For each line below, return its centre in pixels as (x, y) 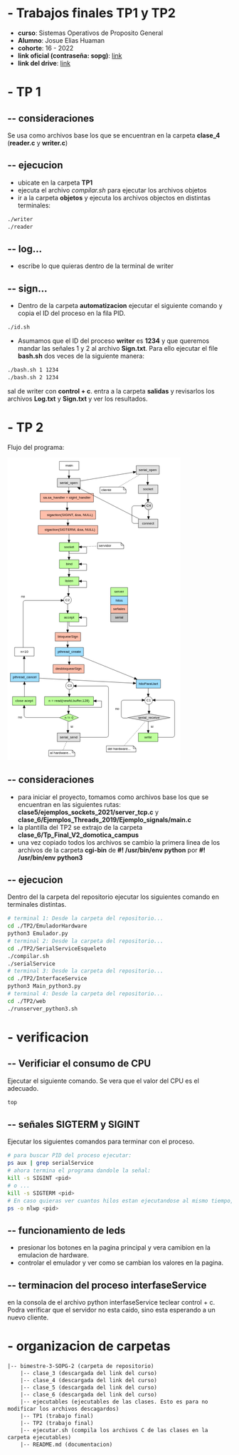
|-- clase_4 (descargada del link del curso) (89, 1380)
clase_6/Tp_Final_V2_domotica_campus (78, 835)
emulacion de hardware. (53, 1255)
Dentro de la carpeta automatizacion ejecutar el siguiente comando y (120, 306)
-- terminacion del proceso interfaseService (107, 1285)
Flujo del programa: (36, 447)
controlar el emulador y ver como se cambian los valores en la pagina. (121, 1263)
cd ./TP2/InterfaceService (47, 979)
